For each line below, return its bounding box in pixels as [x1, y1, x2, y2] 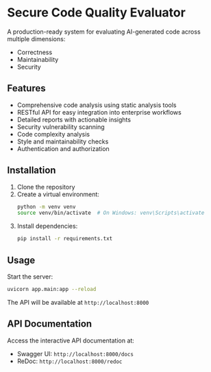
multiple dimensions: [7, 34, 66, 43]
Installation [7, 165, 56, 176]
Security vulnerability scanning [16, 122, 105, 131]
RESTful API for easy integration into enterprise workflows [16, 108, 182, 116]
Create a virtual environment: [16, 190, 99, 198]
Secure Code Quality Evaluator [7, 5, 186, 21]
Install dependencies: [16, 222, 78, 231]
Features [7, 82, 46, 94]
